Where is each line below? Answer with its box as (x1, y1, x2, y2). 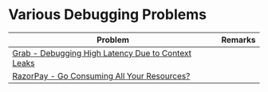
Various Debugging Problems (8, 6, 207, 24)
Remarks (221, 34, 256, 45)
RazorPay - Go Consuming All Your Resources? (12, 70, 191, 81)
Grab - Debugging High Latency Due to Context (12, 48, 191, 59)
